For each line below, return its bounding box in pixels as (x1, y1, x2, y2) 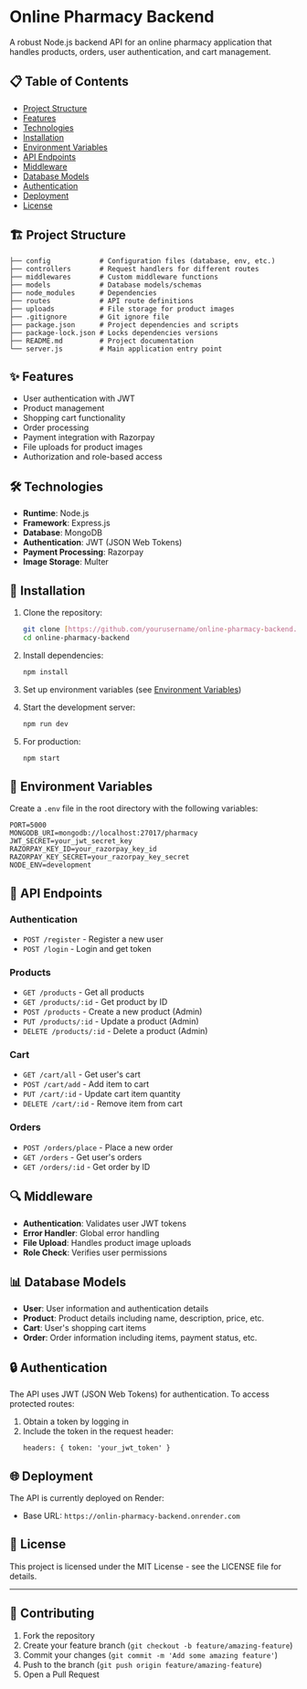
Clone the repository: (22, 607, 103, 618)
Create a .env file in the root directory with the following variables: (9, 803, 259, 814)
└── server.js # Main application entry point (9, 344, 223, 354)
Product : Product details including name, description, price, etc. (22, 1313, 265, 1324)
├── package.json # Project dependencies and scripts (9, 320, 239, 330)
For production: (22, 735, 81, 746)
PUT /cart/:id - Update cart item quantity (22, 1089, 181, 1100)
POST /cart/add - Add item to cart (22, 1079, 150, 1090)
